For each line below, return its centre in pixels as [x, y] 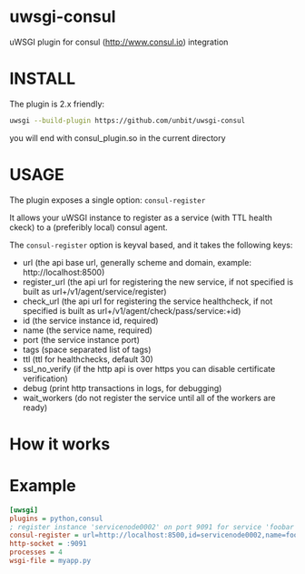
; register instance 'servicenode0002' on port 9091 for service [135, 527]
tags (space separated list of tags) [87, 349]
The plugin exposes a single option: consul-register [108, 200]
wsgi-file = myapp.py [50, 561]
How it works [60, 444]
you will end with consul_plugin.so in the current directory [118, 137]
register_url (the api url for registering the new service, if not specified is [157, 282]
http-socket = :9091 [49, 544]
